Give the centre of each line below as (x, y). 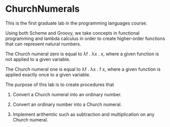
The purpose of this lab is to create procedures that (60, 84)
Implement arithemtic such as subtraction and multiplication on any (83, 114)
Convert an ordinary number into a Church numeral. (67, 104)
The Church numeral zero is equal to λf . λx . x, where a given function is (82, 54)
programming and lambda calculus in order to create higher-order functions (85, 38)
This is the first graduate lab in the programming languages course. (76, 23)
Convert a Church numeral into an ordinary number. (67, 94)
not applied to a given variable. (38, 59)
